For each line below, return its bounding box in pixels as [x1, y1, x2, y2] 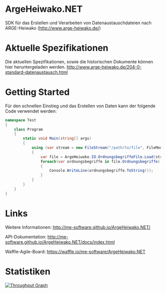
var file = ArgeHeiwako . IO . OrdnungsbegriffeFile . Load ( [40, 154, 156, 159]
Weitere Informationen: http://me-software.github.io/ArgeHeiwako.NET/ [5, 224, 151, 230]
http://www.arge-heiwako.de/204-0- [66, 64, 142, 70]
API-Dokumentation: [5, 234, 47, 240]
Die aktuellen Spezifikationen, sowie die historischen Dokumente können [5, 58, 153, 65]
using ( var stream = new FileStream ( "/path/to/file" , [31, 145, 145, 150]
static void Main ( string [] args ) [23, 136, 92, 141]
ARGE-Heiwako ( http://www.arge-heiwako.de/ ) [5, 25, 101, 31]
